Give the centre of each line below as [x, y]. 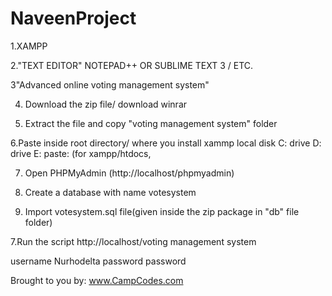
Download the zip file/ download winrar [106, 104]
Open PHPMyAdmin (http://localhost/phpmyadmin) [129, 173]
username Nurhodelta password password [98, 261]
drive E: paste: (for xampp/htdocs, [81, 153]
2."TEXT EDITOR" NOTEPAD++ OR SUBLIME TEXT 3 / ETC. [132, 65]
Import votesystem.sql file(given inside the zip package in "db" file [162, 211]
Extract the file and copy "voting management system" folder [151, 123]
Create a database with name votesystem [110, 192]
